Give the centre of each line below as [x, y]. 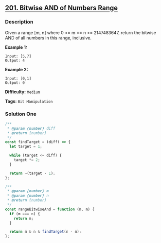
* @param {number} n [28, 196]
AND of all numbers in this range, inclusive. [48, 38]
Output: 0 [15, 82]
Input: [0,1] [18, 78]
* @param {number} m [28, 191]
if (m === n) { [25, 214]
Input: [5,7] [18, 56]
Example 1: [16, 47]
